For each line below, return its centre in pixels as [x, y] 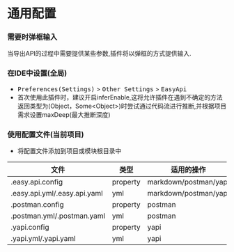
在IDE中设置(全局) [37, 73]
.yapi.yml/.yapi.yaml [43, 239]
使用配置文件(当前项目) [46, 134]
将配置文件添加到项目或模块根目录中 [69, 151]
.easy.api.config [37, 182]
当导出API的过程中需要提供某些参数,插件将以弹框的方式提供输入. [99, 54]
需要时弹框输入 [32, 37]
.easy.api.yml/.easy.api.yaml [57, 194]
